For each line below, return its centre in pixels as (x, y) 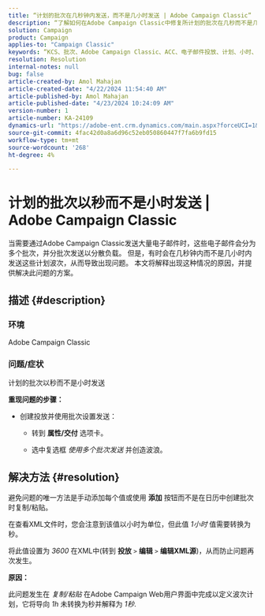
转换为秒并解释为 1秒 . (101, 603)
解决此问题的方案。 (46, 273)
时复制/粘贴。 (30, 507)
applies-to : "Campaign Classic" (61, 45)
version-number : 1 (38, 111)
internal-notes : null (44, 67)
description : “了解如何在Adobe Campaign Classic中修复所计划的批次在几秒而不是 (131, 23)
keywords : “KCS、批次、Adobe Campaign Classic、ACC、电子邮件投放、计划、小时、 (133, 52)
